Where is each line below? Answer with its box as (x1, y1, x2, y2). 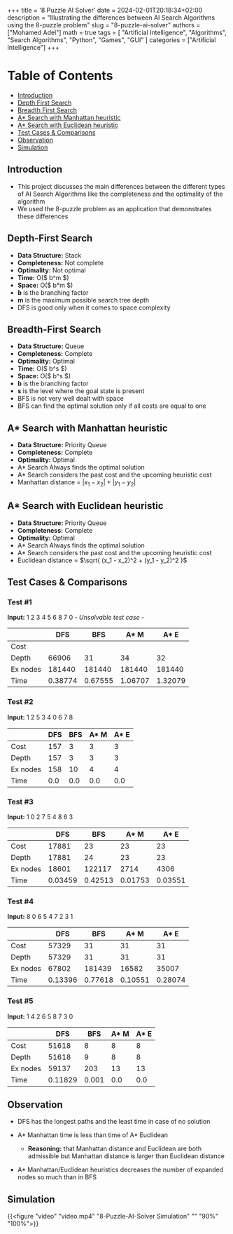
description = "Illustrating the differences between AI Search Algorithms (7, 13, 216, 22)
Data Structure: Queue (17, 342, 85, 350)
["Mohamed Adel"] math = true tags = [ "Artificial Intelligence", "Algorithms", (7, 28, 227, 37)
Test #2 (7, 697, 34, 707)
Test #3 (7, 797, 34, 807)
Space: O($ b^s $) (17, 372, 71, 380)
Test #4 (7, 896, 34, 906)
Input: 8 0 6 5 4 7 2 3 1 (7, 913, 73, 921)
